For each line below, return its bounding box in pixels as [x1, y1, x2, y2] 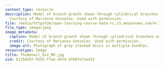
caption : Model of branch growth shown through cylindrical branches [9, 34, 154, 39]
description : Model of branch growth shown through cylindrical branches [5, 12, 159, 17]
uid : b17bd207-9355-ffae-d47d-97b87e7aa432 [5, 57, 95, 62]
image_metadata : [5, 30, 38, 34]
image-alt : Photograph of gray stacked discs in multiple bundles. [9, 43, 150, 48]
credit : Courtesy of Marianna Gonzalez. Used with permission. [9, 39, 141, 44]
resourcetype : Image [5, 48, 47, 52]
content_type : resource [5, 7, 54, 12]
